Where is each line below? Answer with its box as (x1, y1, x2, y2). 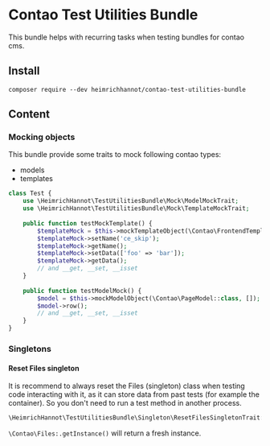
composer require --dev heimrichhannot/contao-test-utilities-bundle (8, 85, 247, 93)
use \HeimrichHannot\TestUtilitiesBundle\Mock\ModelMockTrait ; (22, 197, 239, 205)
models (19, 165, 45, 175)
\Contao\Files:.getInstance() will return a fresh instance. (8, 428, 202, 438)
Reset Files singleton (8, 363, 80, 373)
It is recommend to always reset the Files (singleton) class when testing (8, 381, 245, 391)
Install (8, 64, 40, 78)
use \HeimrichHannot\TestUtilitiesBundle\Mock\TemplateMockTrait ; (22, 204, 250, 213)
